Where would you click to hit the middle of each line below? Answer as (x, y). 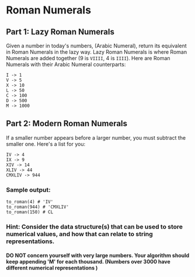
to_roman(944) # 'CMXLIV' (37, 207)
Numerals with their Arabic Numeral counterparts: (66, 64)
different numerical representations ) (52, 268)
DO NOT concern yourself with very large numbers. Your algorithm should (98, 255)
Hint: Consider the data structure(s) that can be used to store (94, 227)
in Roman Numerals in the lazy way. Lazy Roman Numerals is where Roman (97, 52)
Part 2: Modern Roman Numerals (67, 124)
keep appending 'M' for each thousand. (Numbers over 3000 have (88, 261)
